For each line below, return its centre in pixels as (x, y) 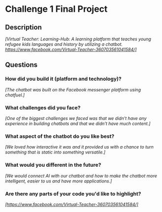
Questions (21, 65)
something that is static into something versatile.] (55, 152)
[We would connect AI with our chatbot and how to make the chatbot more (81, 176)
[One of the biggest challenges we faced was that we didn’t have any (76, 118)
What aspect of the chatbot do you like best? (60, 136)
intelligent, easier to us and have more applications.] (59, 181)
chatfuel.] (15, 95)
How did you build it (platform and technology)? (63, 79)
